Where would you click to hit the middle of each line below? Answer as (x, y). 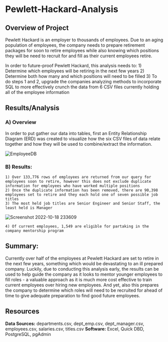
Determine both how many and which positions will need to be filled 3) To (81, 76)
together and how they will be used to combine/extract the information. (79, 144)
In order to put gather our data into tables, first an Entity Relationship (76, 133)
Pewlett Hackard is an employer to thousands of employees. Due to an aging (84, 40)
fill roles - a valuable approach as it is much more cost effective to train (78, 279)
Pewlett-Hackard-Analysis (62, 9)
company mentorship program (35, 231)
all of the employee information (37, 92)
